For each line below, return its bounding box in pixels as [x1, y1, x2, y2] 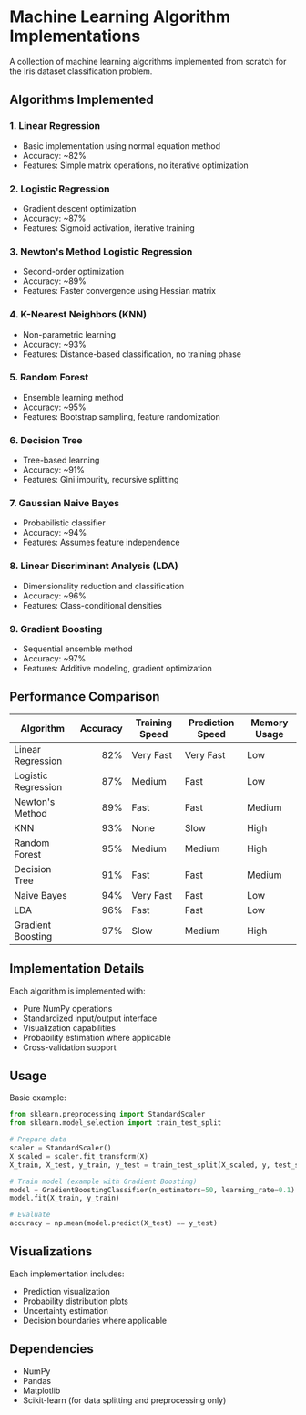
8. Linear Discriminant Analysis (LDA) [9, 559, 179, 572]
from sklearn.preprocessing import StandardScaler [9, 1110, 206, 1119]
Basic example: [9, 1092, 66, 1103]
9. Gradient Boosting [9, 622, 103, 635]
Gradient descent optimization [22, 203, 137, 213]
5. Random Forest [9, 371, 89, 384]
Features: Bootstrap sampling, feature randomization [22, 411, 220, 421]
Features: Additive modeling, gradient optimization [22, 663, 212, 673]
